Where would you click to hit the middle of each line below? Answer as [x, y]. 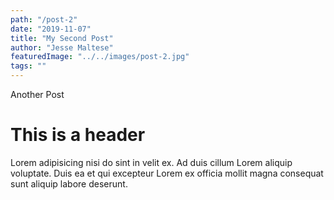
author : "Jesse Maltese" [62, 47]
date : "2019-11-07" [51, 29]
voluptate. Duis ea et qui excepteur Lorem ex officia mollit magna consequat [167, 173]
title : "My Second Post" [62, 38]
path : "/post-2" [44, 19]
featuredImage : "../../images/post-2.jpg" [100, 57]
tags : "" [28, 66]
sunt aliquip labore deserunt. [69, 183]
